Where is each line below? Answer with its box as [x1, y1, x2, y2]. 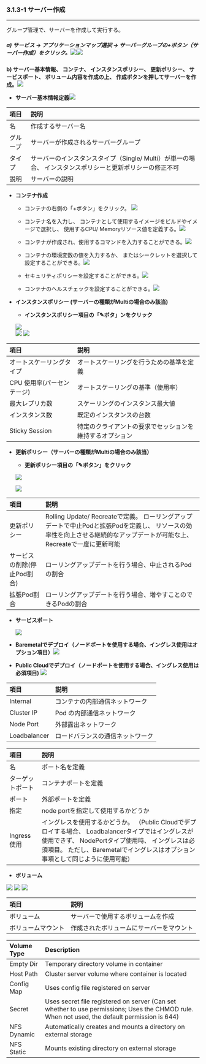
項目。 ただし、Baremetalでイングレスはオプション [48, 846, 196, 854]
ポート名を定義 [42, 763, 85, 772]
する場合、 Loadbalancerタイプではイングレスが [54, 827, 194, 836]
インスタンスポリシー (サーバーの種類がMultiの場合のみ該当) [15, 298, 169, 306]
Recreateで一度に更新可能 [45, 540, 121, 549]
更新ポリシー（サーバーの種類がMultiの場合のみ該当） [15, 449, 153, 456]
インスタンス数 [9, 411, 53, 419]
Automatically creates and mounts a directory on [45, 1022, 185, 1031]
